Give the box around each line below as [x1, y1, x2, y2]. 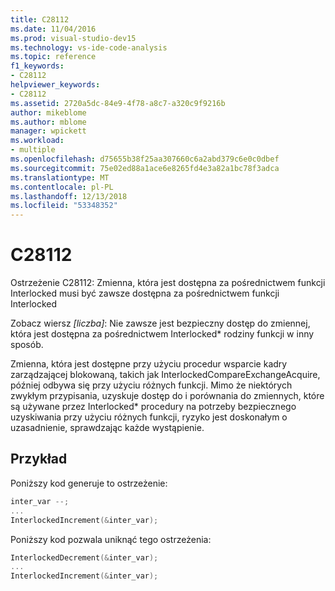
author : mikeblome [10, 107, 87, 118]
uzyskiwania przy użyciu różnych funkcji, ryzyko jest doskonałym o [10, 411, 288, 423]
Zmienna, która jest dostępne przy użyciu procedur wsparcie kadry [10, 358, 288, 370]
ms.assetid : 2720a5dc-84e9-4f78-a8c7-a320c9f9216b [10, 98, 226, 108]
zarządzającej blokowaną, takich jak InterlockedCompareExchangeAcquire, [10, 369, 321, 381]
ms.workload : [10, 136, 65, 146]
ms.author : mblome [10, 117, 87, 127]
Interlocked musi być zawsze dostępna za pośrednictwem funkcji [10, 287, 280, 300]
